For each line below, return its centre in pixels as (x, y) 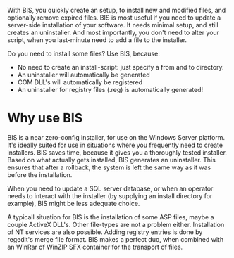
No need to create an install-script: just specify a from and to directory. (121, 67)
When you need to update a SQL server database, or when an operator (110, 188)
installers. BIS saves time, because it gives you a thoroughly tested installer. (117, 152)
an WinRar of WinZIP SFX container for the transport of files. (95, 247)
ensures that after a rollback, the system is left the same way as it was (109, 167)
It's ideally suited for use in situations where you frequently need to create (115, 145)
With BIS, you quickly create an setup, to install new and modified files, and (117, 10)
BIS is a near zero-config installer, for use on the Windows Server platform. (116, 137)
